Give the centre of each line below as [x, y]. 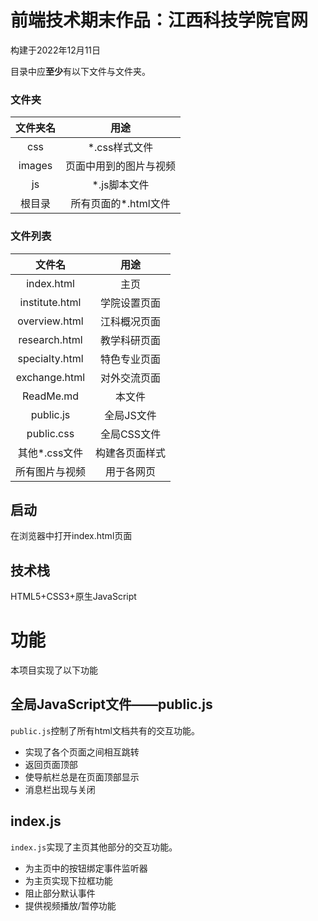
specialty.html [50, 358]
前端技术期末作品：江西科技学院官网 [159, 20]
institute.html [50, 302]
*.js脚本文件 [120, 185]
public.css [50, 433]
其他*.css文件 [50, 453]
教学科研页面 [131, 340]
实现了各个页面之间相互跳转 [82, 752]
